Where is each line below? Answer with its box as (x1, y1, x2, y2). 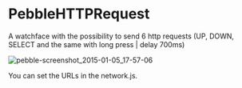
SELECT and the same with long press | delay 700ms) (8, 39, 185, 49)
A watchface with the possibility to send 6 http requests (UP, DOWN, (8, 31, 234, 41)
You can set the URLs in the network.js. (8, 70, 138, 80)
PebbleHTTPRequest (8, 5, 150, 23)
